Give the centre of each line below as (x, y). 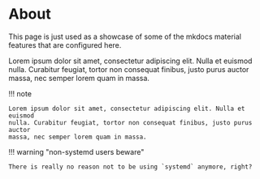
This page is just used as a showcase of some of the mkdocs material (125, 36)
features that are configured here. (65, 45)
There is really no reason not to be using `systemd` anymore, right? (130, 167)
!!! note (20, 93)
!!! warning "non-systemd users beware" (76, 151)
